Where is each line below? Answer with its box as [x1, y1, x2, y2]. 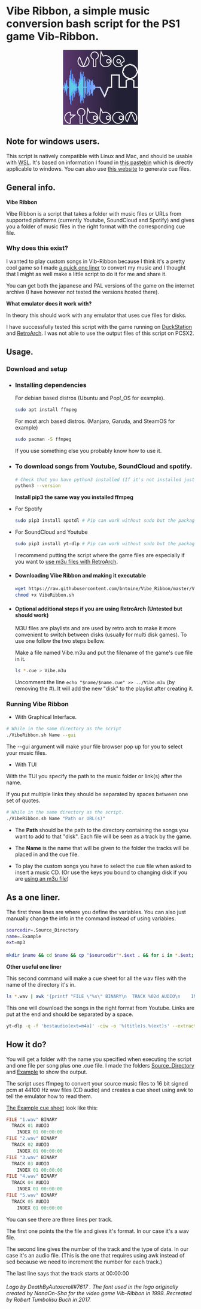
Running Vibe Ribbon [6, 700, 69, 708]
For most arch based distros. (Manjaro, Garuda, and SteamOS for [14, 418, 175, 425]
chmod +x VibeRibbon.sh [14, 592, 75, 598]
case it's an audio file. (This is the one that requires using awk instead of [6, 1251, 185, 1259]
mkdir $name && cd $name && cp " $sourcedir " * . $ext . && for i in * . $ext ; [6, 953, 194, 959]
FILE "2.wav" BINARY [6, 1135, 58, 1142]
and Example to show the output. [6, 1068, 88, 1075]
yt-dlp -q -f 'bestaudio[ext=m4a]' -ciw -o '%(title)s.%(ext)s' [6, 1023, 170, 1029]
